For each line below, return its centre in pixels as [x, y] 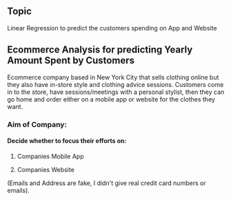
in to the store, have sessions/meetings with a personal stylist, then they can [116, 92]
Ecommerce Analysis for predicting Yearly [100, 50]
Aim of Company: [37, 124]
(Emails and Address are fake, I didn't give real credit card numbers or [107, 183]
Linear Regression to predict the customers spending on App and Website [112, 28]
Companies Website [46, 169]
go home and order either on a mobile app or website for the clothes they [111, 99]
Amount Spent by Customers [71, 60]
